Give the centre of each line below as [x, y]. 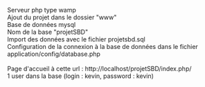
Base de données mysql [42, 25]
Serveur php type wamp [42, 10]
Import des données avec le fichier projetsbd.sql [76, 39]
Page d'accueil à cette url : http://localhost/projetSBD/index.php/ [99, 69]
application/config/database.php [54, 54]
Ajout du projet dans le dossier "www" [62, 17]
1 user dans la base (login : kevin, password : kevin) [81, 76]
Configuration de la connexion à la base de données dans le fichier [103, 47]
